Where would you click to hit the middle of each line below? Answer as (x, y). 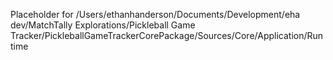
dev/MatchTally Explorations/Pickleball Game (103, 25)
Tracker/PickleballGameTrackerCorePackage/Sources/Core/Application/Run (167, 35)
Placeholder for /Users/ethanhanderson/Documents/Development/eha (155, 14)
